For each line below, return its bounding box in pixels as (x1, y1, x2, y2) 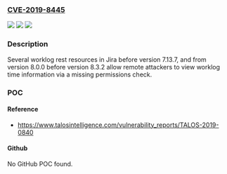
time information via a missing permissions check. (7, 70, 153, 79)
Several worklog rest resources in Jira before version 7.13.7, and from (7, 55, 207, 64)
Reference (7, 105, 39, 114)
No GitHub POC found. (7, 159, 73, 168)
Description (7, 39, 48, 49)
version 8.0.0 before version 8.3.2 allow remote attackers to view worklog (7, 62, 220, 71)
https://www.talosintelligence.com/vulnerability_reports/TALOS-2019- (17, 121, 219, 129)
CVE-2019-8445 (7, 5, 65, 15)
